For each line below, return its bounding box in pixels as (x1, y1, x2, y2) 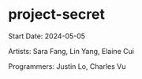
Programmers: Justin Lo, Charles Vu (8, 61, 126, 71)
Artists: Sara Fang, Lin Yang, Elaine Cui (8, 46, 134, 56)
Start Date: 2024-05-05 (8, 31, 85, 41)
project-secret (8, 5, 105, 23)
